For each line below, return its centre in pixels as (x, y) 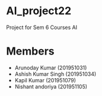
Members (30, 51)
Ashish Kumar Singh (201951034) (55, 74)
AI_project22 (39, 11)
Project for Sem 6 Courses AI (42, 27)
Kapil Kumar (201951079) (45, 80)
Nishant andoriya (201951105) (51, 87)
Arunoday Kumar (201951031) (51, 68)
